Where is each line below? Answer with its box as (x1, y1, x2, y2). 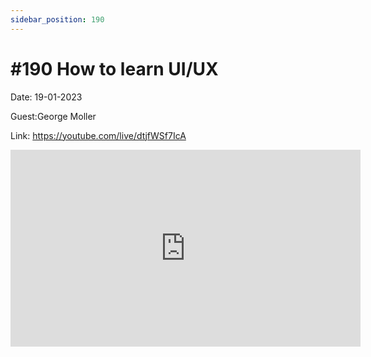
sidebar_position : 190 (10, 14, 105, 25)
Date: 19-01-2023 (10, 91, 83, 103)
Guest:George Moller (10, 110, 97, 122)
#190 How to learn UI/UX (10, 57, 219, 80)
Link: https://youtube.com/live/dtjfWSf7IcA (10, 129, 187, 141)
